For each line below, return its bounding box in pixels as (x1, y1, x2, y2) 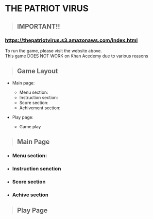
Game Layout (17, 67, 58, 75)
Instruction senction (12, 165, 62, 172)
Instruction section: (19, 94, 58, 100)
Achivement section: (19, 105, 61, 111)
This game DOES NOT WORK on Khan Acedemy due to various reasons (5, 53, 149, 59)
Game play (19, 123, 41, 129)
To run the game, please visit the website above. (5, 48, 102, 53)
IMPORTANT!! (17, 22, 60, 31)
